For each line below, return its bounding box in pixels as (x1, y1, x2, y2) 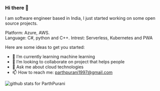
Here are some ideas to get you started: (5, 45, 85, 50)
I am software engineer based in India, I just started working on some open (5, 15, 156, 21)
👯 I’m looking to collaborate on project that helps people (12, 59, 125, 65)
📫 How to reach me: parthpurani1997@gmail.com (12, 70, 113, 76)
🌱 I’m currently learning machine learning (12, 54, 95, 60)
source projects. (5, 20, 38, 26)
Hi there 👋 (5, 4, 29, 11)
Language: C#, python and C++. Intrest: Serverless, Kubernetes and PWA (5, 35, 153, 41)
